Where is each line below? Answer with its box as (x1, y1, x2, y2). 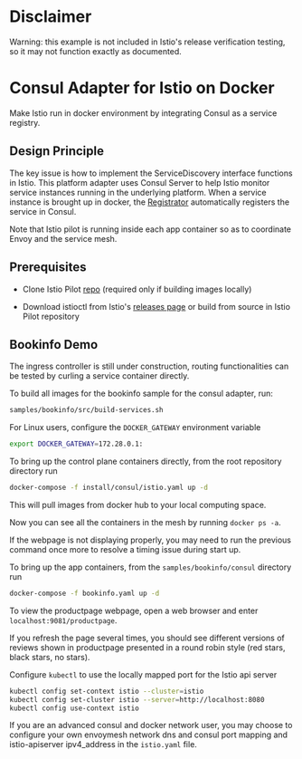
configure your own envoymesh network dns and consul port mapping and (9, 729, 288, 740)
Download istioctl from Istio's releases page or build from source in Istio (22, 301, 291, 312)
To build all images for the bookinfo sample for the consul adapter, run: (9, 388, 273, 399)
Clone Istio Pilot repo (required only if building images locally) (22, 283, 252, 294)
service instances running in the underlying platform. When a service (9, 187, 267, 197)
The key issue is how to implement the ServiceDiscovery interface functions (9, 168, 293, 178)
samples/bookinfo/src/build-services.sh (9, 406, 165, 415)
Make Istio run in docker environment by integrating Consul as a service (9, 107, 278, 119)
